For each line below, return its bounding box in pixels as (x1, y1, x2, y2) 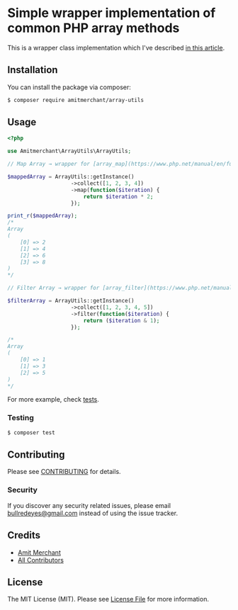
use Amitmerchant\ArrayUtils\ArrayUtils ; (7, 147, 132, 155)
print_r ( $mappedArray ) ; (7, 213, 78, 220)
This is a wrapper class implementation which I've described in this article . (7, 43, 225, 52)
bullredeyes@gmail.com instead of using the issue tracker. (7, 509, 178, 517)
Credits (7, 529, 41, 541)
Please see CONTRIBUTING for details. (7, 468, 122, 476)
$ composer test (7, 429, 55, 436)
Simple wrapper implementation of (7, 5, 216, 21)
